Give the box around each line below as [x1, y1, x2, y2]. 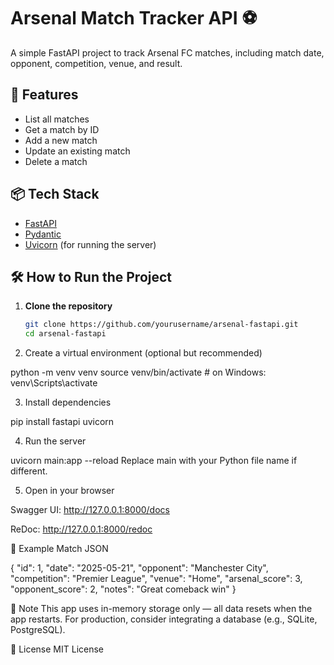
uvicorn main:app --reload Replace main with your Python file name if [10, 455, 298, 467]
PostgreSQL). [10, 624, 66, 636]
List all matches [24, 113, 90, 125]
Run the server [24, 435, 87, 447]
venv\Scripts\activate [10, 377, 98, 389]
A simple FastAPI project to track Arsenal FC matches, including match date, [10, 46, 325, 59]
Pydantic [24, 228, 62, 240]
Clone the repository [24, 300, 113, 312]
